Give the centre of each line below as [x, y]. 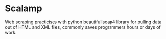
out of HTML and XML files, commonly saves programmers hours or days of [83, 27]
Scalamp [24, 9]
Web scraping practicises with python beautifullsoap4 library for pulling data [83, 22]
